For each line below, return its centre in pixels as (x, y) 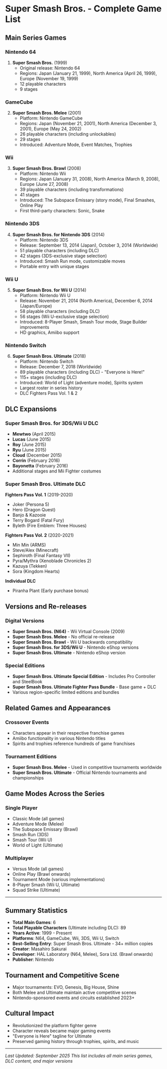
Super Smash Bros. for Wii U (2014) (49, 290)
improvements (35, 327)
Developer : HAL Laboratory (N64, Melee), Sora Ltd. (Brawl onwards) (83, 954)
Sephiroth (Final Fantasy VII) (41, 556)
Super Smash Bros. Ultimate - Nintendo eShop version (69, 653)
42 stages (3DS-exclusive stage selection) (63, 256)
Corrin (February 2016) (36, 460)
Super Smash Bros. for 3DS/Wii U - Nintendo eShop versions (76, 647)
